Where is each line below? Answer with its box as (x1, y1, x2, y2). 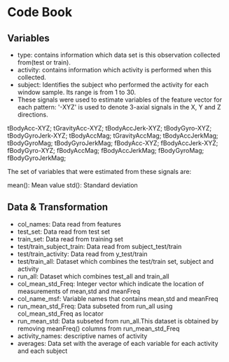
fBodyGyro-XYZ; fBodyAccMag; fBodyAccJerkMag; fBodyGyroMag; (7, 147, 204, 154)
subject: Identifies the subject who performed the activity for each (17, 81, 209, 88)
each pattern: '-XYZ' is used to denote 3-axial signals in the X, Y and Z (17, 103, 221, 111)
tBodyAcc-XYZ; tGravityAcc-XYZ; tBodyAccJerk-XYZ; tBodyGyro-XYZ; (7, 124, 212, 132)
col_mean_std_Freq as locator (17, 309, 104, 318)
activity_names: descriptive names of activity (17, 331, 148, 340)
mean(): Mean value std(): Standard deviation (7, 181, 138, 189)
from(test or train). (17, 58, 71, 67)
